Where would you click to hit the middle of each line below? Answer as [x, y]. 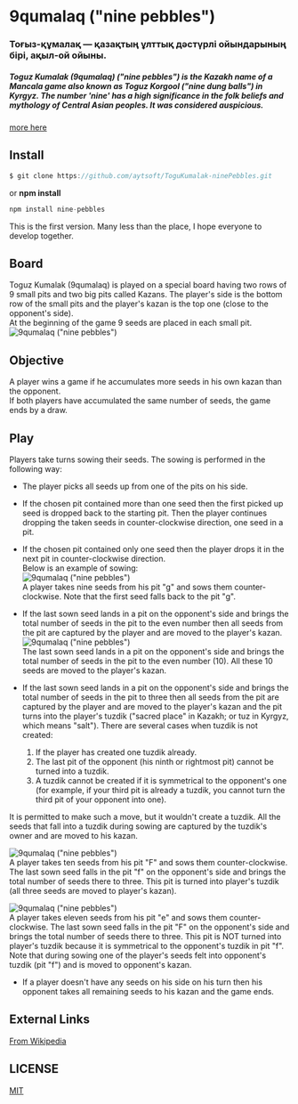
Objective [37, 360]
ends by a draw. [39, 410]
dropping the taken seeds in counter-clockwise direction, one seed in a [153, 523]
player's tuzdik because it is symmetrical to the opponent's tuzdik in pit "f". [147, 946]
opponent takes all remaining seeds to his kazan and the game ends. [148, 992]
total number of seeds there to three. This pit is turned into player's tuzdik [144, 881]
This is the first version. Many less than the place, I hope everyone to [136, 226]
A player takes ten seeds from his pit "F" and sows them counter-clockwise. [149, 863]
